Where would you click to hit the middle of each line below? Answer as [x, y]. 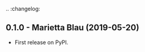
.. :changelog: [23, 9]
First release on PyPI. [41, 42]
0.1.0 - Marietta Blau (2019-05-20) [72, 28]
